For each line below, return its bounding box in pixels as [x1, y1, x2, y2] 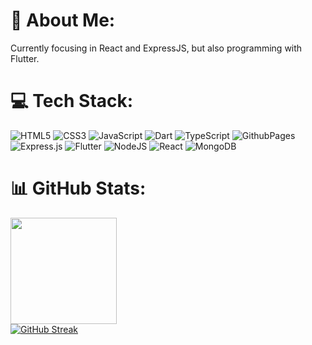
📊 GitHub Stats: [10, 177, 147, 200]
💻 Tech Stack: [10, 90, 134, 113]
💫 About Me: [10, 9, 116, 32]
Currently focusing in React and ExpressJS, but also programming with [10, 42, 303, 54]
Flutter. [10, 52, 40, 64]
